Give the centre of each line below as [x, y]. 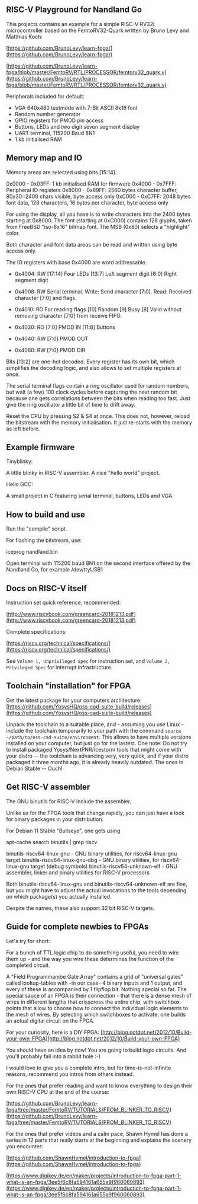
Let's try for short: [28, 941]
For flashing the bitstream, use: [44, 540]
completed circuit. [28, 965]
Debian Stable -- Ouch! [34, 768]
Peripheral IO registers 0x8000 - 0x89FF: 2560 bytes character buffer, [92, 190]
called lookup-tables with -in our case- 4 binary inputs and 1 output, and [94, 983]
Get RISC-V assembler [48, 787]
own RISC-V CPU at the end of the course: [58, 1092]
